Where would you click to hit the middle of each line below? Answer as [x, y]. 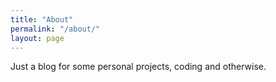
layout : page [37, 38]
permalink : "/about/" [55, 29]
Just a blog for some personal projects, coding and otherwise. [138, 67]
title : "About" [42, 19]
